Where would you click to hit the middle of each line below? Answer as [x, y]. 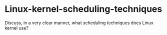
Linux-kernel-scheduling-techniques [83, 9]
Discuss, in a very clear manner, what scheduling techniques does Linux [79, 23]
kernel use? [16, 28]
